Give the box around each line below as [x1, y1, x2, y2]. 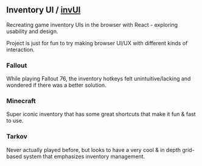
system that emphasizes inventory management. [23, 153, 145, 160]
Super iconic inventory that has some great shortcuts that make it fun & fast [6, 110, 196, 118]
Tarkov [6, 132, 27, 141]
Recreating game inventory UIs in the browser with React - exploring [6, 21, 178, 28]
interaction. [6, 46, 35, 53]
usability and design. [6, 27, 58, 35]
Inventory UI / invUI [6, 5, 81, 15]
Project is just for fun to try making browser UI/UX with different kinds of [6, 39, 188, 46]
